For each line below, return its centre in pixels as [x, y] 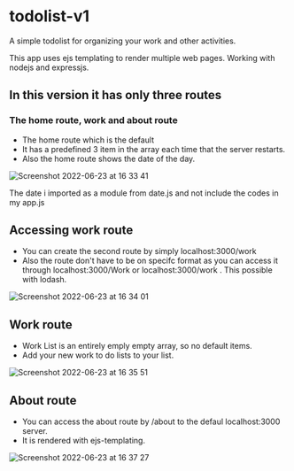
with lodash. [44, 280]
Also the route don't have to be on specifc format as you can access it [150, 261]
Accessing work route [71, 231]
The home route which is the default [88, 140]
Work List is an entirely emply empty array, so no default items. [137, 346]
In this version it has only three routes [116, 95]
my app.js [27, 202]
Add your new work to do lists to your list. [98, 355]
